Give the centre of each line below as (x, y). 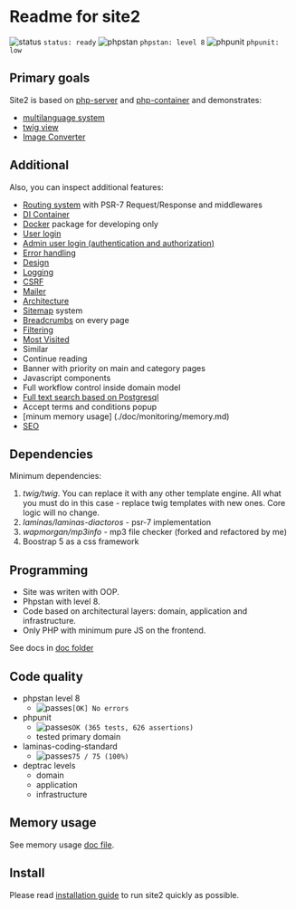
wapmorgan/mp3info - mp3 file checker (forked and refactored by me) (155, 532)
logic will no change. (61, 512)
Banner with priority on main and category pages (114, 368)
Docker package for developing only (90, 224)
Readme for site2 (75, 17)
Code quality (46, 676)
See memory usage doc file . (62, 845)
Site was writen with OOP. (71, 592)
